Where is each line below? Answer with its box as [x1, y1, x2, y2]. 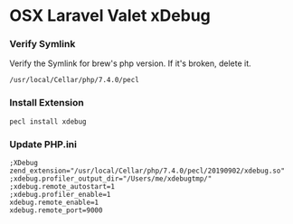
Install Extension [9, 97, 84, 109]
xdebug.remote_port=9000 [9, 206, 103, 215]
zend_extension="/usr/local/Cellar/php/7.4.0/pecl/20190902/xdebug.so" [9, 166, 285, 176]
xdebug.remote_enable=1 [9, 198, 99, 208]
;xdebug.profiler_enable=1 [9, 191, 111, 200]
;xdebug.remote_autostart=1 [9, 182, 116, 191]
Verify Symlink [9, 38, 76, 51]
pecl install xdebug [9, 117, 88, 126]
